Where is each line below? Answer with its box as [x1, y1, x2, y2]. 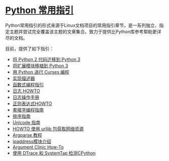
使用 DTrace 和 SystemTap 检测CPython [12, 150, 96, 156]
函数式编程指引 [12, 81, 44, 87]
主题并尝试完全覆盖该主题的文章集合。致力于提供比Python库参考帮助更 [9, 28, 157, 34]
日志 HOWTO [12, 88, 40, 94]
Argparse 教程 [12, 132, 42, 138]
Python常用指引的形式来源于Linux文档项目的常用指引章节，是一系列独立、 [5, 22, 160, 28]
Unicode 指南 [12, 119, 40, 125]
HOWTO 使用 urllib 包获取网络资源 [12, 126, 84, 132]
